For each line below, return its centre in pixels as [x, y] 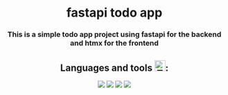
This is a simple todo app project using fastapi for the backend [114, 35]
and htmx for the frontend [114, 43]
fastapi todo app [114, 13]
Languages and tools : [114, 68]
